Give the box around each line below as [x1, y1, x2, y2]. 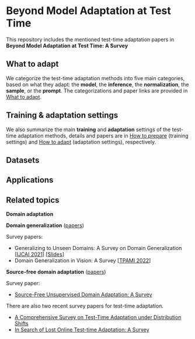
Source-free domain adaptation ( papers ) [6, 268, 106, 276]
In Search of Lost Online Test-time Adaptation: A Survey [14, 326, 150, 333]
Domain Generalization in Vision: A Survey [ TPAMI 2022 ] [14, 257, 151, 264]
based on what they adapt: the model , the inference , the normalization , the [6, 81, 189, 88]
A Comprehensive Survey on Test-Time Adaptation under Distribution [14, 314, 182, 321]
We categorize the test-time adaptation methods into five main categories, [6, 74, 185, 81]
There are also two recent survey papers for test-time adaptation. [6, 303, 163, 310]
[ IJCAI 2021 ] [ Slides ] [14, 251, 64, 258]
